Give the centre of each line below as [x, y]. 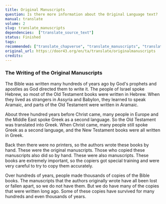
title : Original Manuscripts [35, 10]
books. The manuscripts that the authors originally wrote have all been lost [81, 180]
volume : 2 [15, 23]
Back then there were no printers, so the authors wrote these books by [77, 145]
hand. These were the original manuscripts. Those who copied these [75, 150]
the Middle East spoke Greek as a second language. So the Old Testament [81, 120]
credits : [14, 56]
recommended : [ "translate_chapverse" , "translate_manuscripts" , [73, 46]
